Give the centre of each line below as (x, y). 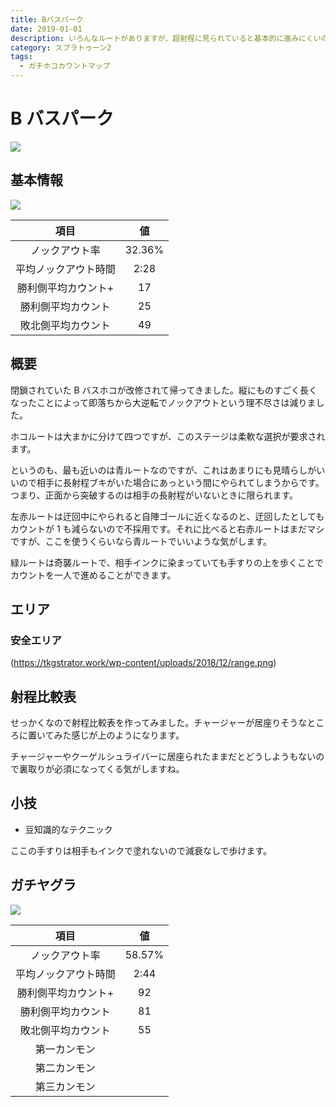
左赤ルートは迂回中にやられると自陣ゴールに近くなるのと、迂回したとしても (167, 516)
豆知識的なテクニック (68, 829)
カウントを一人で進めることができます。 (93, 575)
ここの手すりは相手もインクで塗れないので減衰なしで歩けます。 (141, 850)
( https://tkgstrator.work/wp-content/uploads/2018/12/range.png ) (143, 663)
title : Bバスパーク (47, 19)
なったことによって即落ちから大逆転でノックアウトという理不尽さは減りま (163, 402)
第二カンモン (65, 1068)
